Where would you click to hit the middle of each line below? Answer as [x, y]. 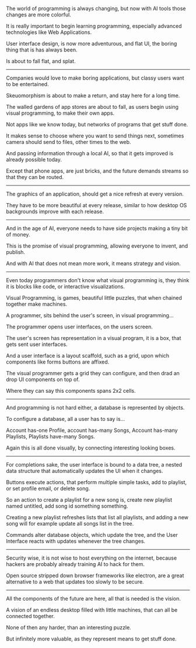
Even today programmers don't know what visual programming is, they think [98, 280]
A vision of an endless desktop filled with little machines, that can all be [92, 610]
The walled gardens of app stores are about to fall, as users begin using [92, 107]
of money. [18, 234]
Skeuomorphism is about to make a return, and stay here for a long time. [93, 95]
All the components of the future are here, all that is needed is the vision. [93, 599]
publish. [15, 252]
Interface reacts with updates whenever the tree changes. [76, 541]
